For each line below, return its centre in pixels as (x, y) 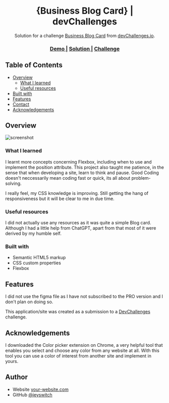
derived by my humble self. (34, 233)
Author (16, 377)
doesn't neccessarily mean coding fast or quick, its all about (68, 178)
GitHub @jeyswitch (33, 394)
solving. (13, 183)
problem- (141, 178)
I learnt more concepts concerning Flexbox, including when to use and (79, 162)
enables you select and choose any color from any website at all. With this (82, 350)
